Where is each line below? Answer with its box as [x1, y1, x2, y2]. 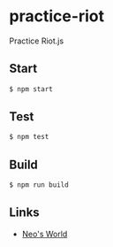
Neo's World [21, 228, 68, 239]
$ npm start [9, 84, 53, 94]
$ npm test [9, 133, 49, 142]
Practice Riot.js [9, 35, 64, 46]
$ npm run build [9, 181, 69, 189]
